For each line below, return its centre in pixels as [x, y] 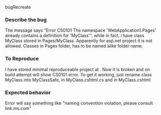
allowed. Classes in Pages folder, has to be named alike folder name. [74, 46]
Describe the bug [26, 20]
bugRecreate [18, 7]
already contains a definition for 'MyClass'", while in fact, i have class [75, 36]
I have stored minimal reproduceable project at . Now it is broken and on [78, 69]
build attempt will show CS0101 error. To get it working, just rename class [79, 74]
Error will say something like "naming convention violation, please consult [79, 103]
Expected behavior [28, 92]
